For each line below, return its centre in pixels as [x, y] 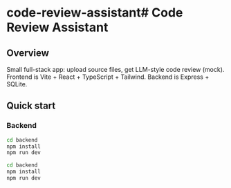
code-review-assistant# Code [95, 13]
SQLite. [17, 84]
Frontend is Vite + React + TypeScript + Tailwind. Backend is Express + [108, 77]
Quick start [31, 106]
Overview [28, 53]
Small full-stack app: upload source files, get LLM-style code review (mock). [115, 69]
